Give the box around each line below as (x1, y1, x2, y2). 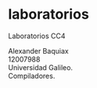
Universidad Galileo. (8, 62, 73, 72)
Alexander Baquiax (8, 46, 69, 55)
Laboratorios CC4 (8, 31, 66, 40)
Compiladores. (8, 71, 56, 80)
